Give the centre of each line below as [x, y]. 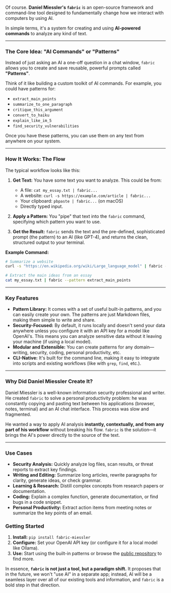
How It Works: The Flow [35, 159]
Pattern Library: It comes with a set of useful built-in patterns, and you [87, 309]
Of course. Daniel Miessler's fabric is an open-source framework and [79, 7]
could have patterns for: [31, 89]
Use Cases [19, 453]
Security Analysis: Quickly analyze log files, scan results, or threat [83, 464]
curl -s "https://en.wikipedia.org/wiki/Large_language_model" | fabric [84, 266]
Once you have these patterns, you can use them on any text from [75, 136]
